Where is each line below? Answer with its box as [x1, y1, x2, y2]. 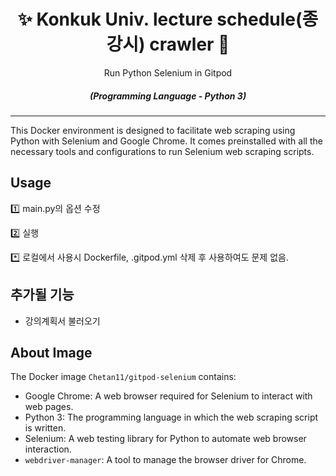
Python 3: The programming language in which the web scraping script [24, 411, 319, 424]
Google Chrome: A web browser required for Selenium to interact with [24, 390, 313, 402]
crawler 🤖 [149, 33, 230, 56]
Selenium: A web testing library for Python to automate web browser [24, 433, 307, 445]
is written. [24, 422, 67, 434]
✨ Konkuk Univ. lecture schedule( [17, 8, 303, 31]
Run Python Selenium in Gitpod [103, 66, 233, 79]
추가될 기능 [10, 286, 75, 304]
